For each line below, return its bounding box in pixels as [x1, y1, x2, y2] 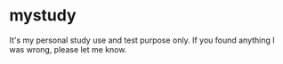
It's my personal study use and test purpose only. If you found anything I [9, 35, 276, 45]
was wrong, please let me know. [9, 44, 127, 54]
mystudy [9, 5, 77, 26]
